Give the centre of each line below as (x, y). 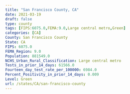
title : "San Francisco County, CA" (42, 10)
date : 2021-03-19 (23, 14)
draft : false (19, 19)
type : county (19, 24)
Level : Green (19, 79)
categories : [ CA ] (23, 33)
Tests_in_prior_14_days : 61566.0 (40, 65)
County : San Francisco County (37, 38)
